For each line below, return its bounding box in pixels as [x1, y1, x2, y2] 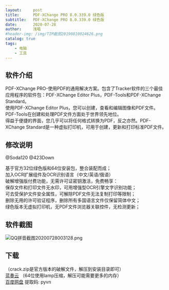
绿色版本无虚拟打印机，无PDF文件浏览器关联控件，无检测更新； [5, 204, 140, 210]
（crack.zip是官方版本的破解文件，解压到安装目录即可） [5, 266, 124, 272]
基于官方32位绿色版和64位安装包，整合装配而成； [5, 165, 111, 171]
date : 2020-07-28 [5, 22, 57, 27]
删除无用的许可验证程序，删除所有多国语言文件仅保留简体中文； [5, 197, 140, 204]
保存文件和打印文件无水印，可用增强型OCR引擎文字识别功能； [5, 185, 137, 191]
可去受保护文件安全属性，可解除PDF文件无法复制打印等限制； [5, 191, 136, 197]
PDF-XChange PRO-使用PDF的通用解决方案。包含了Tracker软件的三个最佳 [5, 85, 163, 92]
